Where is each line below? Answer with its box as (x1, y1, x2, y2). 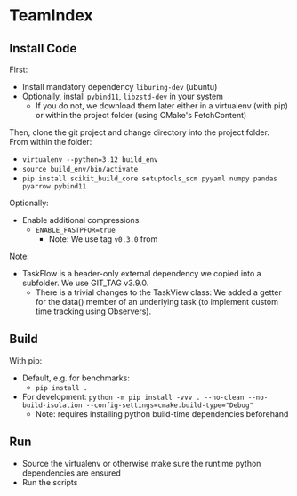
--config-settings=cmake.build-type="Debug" (85, 401, 254, 410)
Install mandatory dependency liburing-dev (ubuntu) (21, 82, 218, 92)
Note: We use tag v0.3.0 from (48, 234, 158, 244)
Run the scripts (21, 476, 78, 487)
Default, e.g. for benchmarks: (21, 372, 131, 383)
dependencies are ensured (21, 468, 122, 478)
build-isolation (21, 401, 83, 410)
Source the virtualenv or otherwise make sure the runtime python (21, 458, 261, 468)
